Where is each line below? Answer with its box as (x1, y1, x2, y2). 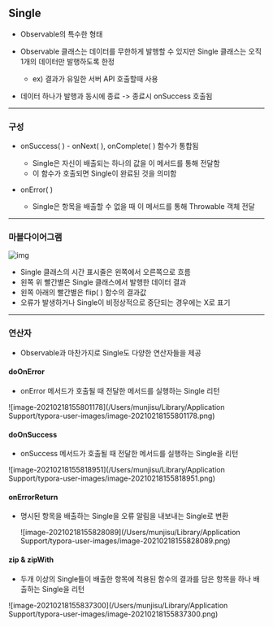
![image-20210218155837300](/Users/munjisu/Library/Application (8, 600, 228, 610)
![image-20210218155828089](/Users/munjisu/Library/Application (19, 528, 241, 538)
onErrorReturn (8, 492, 58, 502)
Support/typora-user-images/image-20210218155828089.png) (19, 536, 231, 546)
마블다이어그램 (8, 232, 63, 243)
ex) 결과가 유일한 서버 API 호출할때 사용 (32, 73, 158, 84)
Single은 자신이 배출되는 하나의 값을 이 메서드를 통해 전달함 (32, 159, 221, 168)
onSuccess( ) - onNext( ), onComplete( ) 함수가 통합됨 (19, 142, 199, 151)
